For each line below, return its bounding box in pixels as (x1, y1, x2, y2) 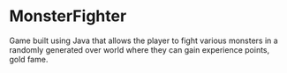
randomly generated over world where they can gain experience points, (9, 44, 270, 55)
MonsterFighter (9, 6, 127, 26)
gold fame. (9, 54, 49, 64)
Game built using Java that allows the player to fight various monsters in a (9, 35, 278, 46)
